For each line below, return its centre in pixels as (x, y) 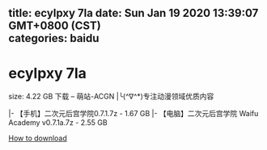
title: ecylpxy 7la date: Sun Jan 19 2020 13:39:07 (133, 13)
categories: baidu (54, 38)
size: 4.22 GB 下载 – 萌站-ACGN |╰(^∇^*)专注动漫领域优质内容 (111, 97)
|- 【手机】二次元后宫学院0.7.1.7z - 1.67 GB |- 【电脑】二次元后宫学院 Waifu (133, 114)
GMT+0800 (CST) (55, 26)
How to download (38, 138)
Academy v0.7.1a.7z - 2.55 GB (58, 123)
